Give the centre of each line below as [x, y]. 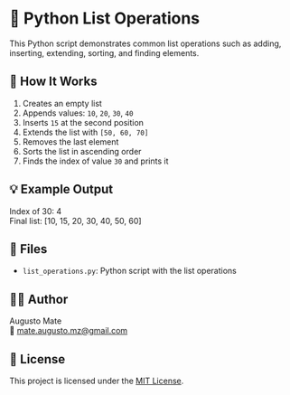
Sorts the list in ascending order [82, 151]
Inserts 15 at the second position [83, 122]
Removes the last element [70, 141]
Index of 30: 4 [36, 211]
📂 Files [28, 249]
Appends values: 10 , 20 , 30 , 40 [78, 113]
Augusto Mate [36, 321]
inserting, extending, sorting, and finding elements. [104, 52]
